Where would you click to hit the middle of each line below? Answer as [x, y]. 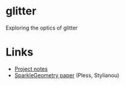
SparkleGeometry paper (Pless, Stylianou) [67, 75]
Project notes [31, 69]
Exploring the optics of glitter [42, 28]
